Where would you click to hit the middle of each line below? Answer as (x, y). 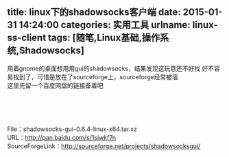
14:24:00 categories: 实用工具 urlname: (105, 25)
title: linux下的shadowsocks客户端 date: (94, 12)
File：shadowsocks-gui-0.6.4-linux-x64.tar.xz (72, 129)
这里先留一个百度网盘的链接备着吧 (55, 85)
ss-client (27, 38)
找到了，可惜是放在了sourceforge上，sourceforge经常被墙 (95, 76)
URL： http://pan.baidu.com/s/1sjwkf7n (62, 137)
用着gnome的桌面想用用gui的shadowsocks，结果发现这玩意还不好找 (104, 68)
